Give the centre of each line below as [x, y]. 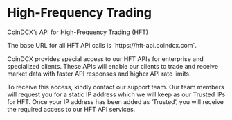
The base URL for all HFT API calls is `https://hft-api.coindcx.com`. [102, 45]
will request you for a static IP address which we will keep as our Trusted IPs [116, 94]
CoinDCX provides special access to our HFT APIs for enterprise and [105, 59]
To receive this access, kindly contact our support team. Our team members [116, 87]
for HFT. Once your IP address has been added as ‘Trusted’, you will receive [115, 101]
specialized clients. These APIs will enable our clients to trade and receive [113, 66]
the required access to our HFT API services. [71, 109]
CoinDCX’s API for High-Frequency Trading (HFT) [78, 32]
